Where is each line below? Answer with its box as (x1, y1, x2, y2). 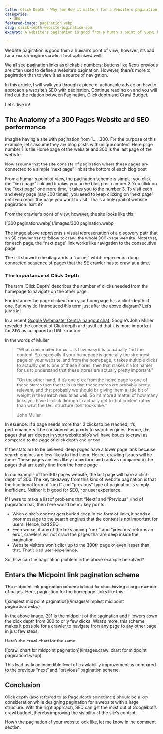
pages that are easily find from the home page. (5, 462, 99, 468)
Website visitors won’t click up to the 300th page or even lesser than (12, 542, 150, 548)
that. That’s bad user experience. (12, 547, 79, 553)
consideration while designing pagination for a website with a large (5, 699, 139, 705)
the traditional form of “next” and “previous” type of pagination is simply (5, 482, 149, 488)
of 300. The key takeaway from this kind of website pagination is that (17, 477, 156, 482)
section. (5, 724, 21, 730)
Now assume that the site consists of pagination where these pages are (5, 161, 148, 167)
